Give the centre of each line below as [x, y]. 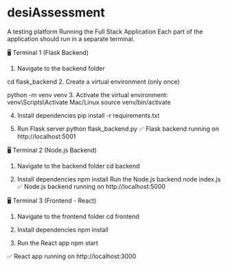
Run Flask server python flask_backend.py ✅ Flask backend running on [118, 129]
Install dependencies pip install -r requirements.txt [88, 115]
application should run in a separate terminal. [71, 38]
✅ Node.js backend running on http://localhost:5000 [91, 186]
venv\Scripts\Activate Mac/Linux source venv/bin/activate [89, 102]
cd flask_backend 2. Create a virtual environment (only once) [93, 81]
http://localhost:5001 [46, 136]
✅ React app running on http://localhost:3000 [72, 256]
